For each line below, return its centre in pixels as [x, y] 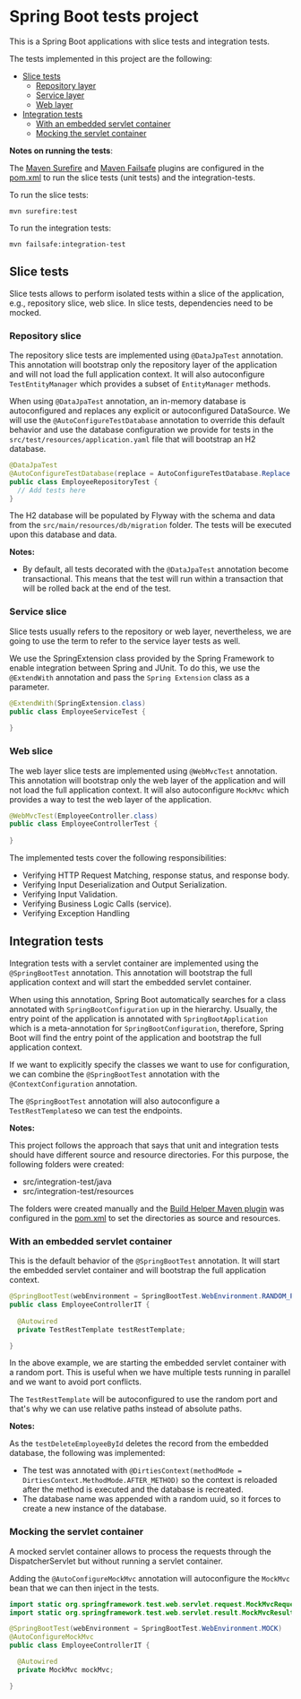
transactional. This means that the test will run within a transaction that [153, 579]
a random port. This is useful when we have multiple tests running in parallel [150, 1373]
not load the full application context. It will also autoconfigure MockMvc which [149, 790]
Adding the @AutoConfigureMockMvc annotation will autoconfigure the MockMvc [150, 1578]
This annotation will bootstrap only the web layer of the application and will [147, 780]
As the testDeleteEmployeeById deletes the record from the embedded [139, 1443]
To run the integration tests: [60, 228]
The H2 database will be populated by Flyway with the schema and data [142, 516]
